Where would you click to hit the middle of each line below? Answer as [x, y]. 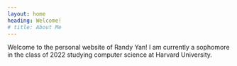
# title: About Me [34, 27]
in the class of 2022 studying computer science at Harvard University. [110, 55]
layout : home [27, 14]
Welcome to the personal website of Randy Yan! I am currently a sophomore [118, 48]
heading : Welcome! [34, 21]
